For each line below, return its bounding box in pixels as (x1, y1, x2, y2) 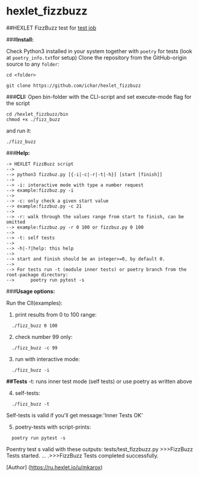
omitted (6, 219, 26, 225)
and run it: (6, 127, 32, 134)
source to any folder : (6, 60, 60, 68)
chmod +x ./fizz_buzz (6, 116, 61, 122)
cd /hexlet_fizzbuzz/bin (6, 111, 69, 117)
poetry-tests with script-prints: (14, 423, 91, 431)
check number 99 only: (14, 333, 73, 340)
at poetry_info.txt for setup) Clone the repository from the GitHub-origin (6, 54, 187, 61)
